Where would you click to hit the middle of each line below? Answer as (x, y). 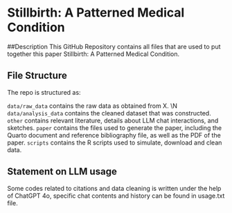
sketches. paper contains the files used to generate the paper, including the (115, 128)
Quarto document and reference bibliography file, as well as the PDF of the (114, 135)
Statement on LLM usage (62, 172)
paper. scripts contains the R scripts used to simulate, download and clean (115, 142)
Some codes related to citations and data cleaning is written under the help (114, 188)
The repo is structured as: (44, 92)
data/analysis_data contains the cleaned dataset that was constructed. (109, 113)
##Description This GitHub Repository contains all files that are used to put (114, 46)
